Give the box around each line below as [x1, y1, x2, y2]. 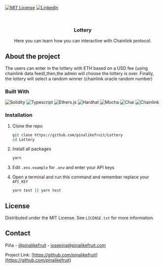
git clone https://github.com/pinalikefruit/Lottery [12, 133, 123, 137]
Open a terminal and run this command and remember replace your [12, 174, 149, 180]
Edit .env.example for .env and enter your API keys [12, 165, 115, 171]
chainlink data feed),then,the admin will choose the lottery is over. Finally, [5, 71, 154, 77]
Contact [5, 229, 31, 237]
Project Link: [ [5, 252, 33, 258]
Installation [5, 112, 33, 119]
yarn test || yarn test [12, 188, 62, 193]
